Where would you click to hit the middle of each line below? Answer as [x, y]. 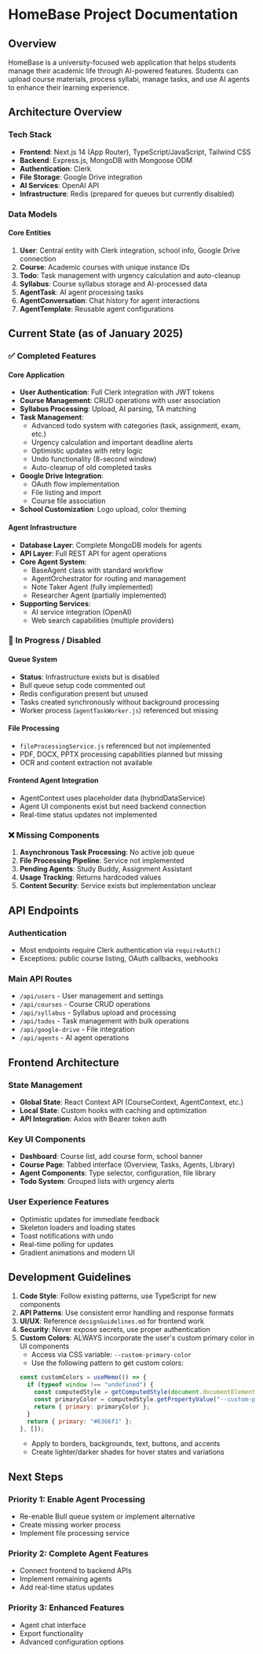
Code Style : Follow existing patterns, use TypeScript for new [118, 1296]
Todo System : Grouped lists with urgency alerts [97, 1182]
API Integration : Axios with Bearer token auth [93, 1119]
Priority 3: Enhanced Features [66, 1608]
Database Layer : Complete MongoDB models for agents [111, 545]
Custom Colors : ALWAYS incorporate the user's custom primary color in [137, 1338]
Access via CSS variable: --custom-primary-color [111, 1355]
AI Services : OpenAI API [59, 185]
